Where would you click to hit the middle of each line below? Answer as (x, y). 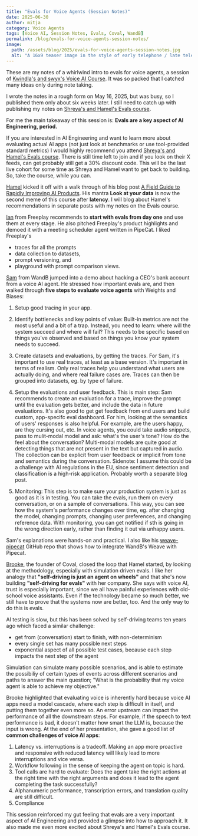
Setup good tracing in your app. (53, 308)
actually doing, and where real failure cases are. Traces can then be (97, 374)
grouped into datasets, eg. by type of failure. (69, 380)
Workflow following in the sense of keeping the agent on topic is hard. (100, 765)
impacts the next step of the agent (56, 656)
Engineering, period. (32, 126)
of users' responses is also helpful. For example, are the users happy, (99, 423)
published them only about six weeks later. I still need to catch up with (91, 102)
